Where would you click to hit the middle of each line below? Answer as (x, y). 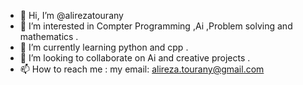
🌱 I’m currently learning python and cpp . (104, 47)
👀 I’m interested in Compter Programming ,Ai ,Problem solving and (156, 26)
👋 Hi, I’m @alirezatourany (71, 15)
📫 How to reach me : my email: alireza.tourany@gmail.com (142, 69)
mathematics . (49, 36)
